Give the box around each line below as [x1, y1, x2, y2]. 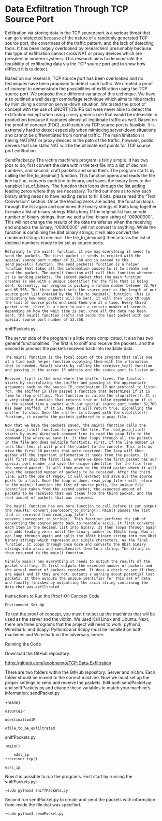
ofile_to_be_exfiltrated [5, 726, 55, 731]
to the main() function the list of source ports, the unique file [5, 482, 144, 487]
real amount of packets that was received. [5, 495, 94, 500]
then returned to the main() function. [5, 550, 86, 555]
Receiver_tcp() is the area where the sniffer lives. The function [5, 376, 144, 381]
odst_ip [14, 752, 29, 757]
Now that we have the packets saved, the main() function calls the [5, 423, 146, 428]
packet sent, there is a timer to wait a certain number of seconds [5, 304, 146, 309]
